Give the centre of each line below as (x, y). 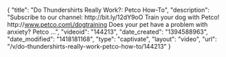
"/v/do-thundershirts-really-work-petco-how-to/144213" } (89, 46)
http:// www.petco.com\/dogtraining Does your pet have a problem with (108, 24)
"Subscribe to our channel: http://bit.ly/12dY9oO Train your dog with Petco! (113, 17)
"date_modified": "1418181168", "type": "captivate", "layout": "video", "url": (112, 39)
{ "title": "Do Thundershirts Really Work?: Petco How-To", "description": (109, 10)
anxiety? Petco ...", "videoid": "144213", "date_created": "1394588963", (108, 32)
